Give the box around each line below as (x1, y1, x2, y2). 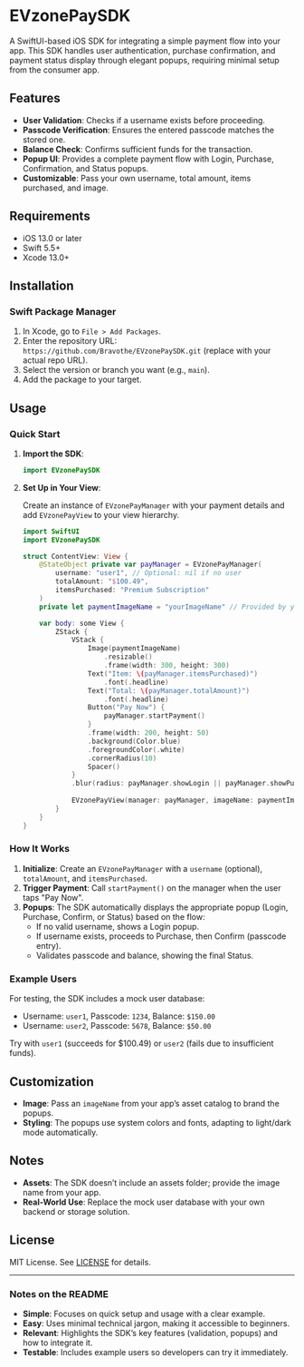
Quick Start (9, 427, 61, 440)
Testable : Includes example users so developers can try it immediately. (22, 1346, 289, 1357)
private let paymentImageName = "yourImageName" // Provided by (39, 602, 287, 611)
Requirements (9, 209, 90, 224)
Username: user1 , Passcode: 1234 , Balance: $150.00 (22, 1011, 215, 1021)
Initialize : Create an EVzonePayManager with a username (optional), (22, 863, 263, 874)
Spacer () (87, 762, 120, 771)
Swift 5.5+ (22, 242, 62, 253)
